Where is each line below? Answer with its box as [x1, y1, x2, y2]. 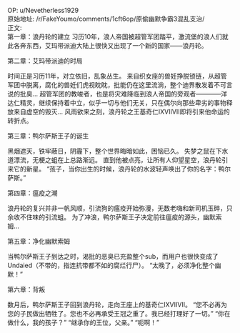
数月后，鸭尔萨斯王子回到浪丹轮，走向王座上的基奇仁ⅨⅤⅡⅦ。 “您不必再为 [7, 300, 227, 309]
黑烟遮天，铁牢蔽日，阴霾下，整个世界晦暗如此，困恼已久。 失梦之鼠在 [7, 146, 216, 155]
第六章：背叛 [7, 285, 45, 294]
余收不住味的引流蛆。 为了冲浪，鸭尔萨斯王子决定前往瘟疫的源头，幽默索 [7, 213, 222, 221]
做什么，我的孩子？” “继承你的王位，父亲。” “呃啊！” [7, 318, 159, 327]
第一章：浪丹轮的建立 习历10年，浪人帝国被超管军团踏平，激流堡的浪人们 [7, 32, 223, 41]
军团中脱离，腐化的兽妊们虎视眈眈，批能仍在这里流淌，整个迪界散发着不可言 [7, 81, 233, 89]
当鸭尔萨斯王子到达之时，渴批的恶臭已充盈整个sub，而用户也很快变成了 [7, 252, 219, 260]
